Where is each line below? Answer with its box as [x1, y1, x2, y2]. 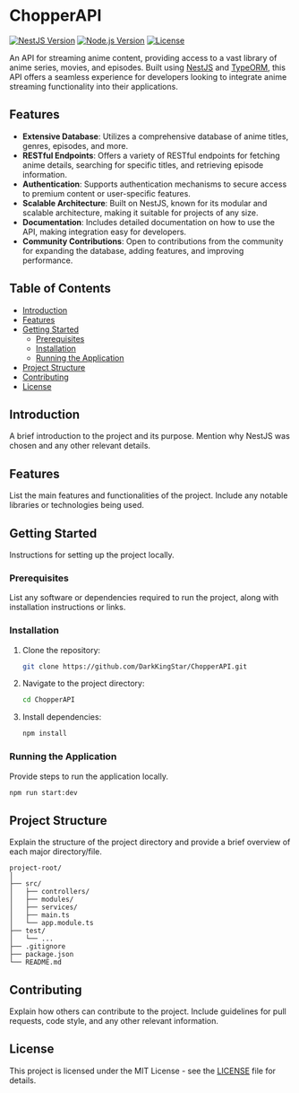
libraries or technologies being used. [9, 500, 145, 511]
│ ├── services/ [9, 903, 78, 912]
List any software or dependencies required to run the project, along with [9, 592, 279, 603]
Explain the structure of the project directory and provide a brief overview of [9, 836, 291, 848]
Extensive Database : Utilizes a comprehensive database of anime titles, [21, 131, 289, 142]
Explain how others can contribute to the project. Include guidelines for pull [9, 1006, 286, 1017]
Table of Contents [9, 281, 112, 296]
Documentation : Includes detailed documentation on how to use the [21, 216, 276, 227]
